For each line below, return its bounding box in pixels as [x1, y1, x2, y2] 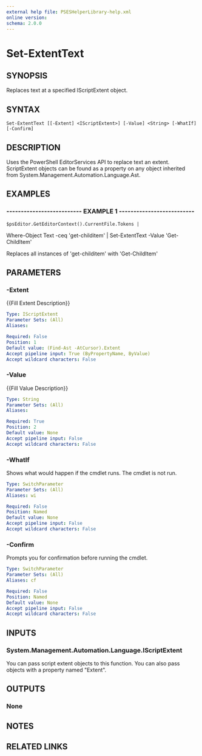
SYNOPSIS [6, 71, 48, 81]
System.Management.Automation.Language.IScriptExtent [6, 646, 183, 654]
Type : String [6, 396, 39, 402]
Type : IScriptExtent [6, 311, 59, 317]
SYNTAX [6, 104, 41, 114]
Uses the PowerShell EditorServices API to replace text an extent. [6, 159, 170, 165]
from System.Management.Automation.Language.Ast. [6, 172, 141, 178]
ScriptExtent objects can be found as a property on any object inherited [6, 165, 186, 172]
